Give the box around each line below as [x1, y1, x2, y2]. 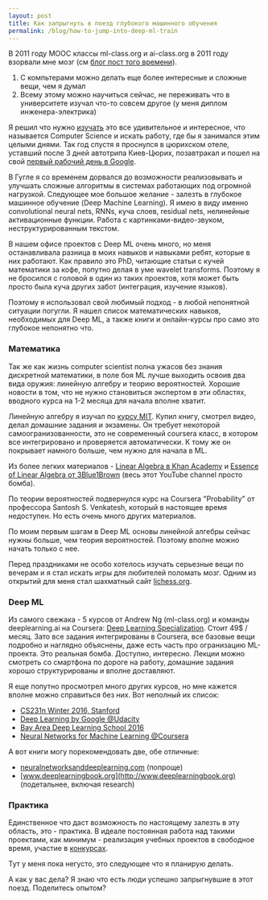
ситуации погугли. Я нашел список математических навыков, [8, 306, 221, 316]
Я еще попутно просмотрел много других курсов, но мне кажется [8, 681, 237, 691]
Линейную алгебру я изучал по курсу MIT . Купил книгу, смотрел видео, [8, 411, 256, 421]
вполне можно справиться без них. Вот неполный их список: [8, 689, 220, 700]
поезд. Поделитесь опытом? [8, 883, 106, 893]
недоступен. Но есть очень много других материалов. [8, 511, 197, 520]
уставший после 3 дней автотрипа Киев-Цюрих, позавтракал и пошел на [8, 148, 260, 158]
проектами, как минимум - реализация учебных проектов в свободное [8, 835, 255, 845]
